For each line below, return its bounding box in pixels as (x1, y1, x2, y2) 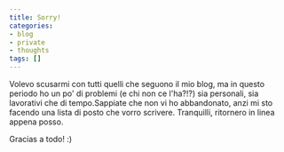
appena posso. (9, 116, 64, 127)
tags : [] (9, 54, 42, 63)
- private (9, 37, 46, 47)
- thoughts (9, 46, 50, 55)
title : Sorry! (9, 12, 62, 22)
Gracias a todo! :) (9, 134, 73, 144)
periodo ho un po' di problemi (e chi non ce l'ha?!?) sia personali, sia (9, 88, 259, 99)
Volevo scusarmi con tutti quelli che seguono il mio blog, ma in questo (9, 79, 264, 89)
